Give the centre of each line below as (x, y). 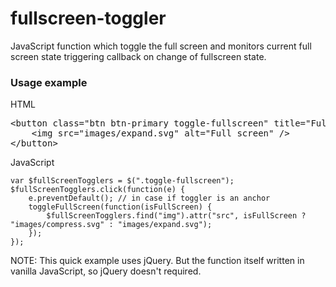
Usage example (49, 82)
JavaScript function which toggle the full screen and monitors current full (161, 46)
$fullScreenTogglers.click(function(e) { (98, 190)
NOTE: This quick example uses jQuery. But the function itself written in (157, 261)
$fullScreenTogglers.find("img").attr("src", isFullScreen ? (176, 216)
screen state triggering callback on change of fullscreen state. (138, 56)
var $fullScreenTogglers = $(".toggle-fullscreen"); (122, 181)
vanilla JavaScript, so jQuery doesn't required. (106, 271)
